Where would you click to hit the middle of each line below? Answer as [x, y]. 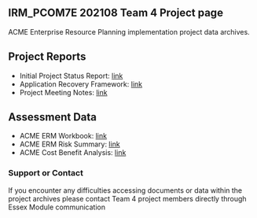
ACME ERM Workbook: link [63, 136]
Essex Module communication [57, 207]
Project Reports [47, 57]
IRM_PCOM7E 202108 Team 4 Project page [116, 13]
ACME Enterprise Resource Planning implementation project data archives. [129, 31]
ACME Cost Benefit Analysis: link [73, 153]
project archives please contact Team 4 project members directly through [127, 198]
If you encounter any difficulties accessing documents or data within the [125, 190]
